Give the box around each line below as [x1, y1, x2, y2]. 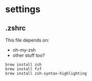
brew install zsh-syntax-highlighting [5, 71, 87, 76]
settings [5, 4, 40, 15]
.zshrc [5, 24, 26, 32]
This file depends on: [5, 37, 50, 43]
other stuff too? [12, 52, 45, 58]
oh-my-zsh [12, 47, 36, 53]
